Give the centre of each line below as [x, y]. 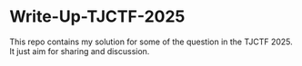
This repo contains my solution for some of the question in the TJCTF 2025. [151, 42]
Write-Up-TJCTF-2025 [97, 17]
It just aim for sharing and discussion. [80, 51]
